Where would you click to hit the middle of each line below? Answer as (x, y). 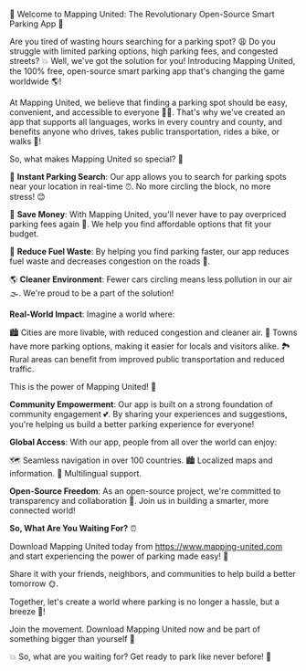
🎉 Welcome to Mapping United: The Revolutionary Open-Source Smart (142, 14)
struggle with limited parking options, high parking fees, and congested (144, 51)
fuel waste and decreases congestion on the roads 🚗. (110, 261)
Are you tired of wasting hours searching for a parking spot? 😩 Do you (142, 42)
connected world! (42, 510)
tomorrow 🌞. (34, 583)
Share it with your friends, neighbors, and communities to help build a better (153, 574)
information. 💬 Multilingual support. (76, 473)
